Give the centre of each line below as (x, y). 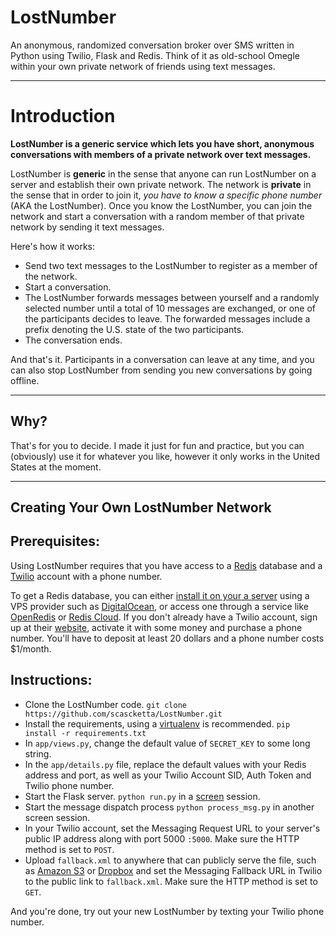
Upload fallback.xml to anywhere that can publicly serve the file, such (170, 860)
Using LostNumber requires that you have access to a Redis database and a (166, 565)
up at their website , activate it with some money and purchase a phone (156, 627)
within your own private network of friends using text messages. (143, 66)
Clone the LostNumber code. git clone (105, 704)
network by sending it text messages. (87, 227)
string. (38, 753)
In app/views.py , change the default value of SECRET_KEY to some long (167, 743)
